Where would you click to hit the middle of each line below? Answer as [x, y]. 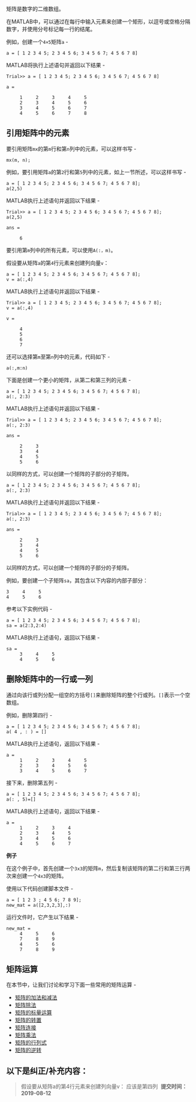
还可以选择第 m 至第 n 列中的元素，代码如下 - [58, 357]
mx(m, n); [19, 160]
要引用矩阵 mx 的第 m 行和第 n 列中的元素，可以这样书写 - [71, 148]
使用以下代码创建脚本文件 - [40, 888]
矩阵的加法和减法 [36, 998]
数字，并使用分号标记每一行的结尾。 [51, 29]
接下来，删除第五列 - [32, 783]
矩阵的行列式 [31, 1043]
